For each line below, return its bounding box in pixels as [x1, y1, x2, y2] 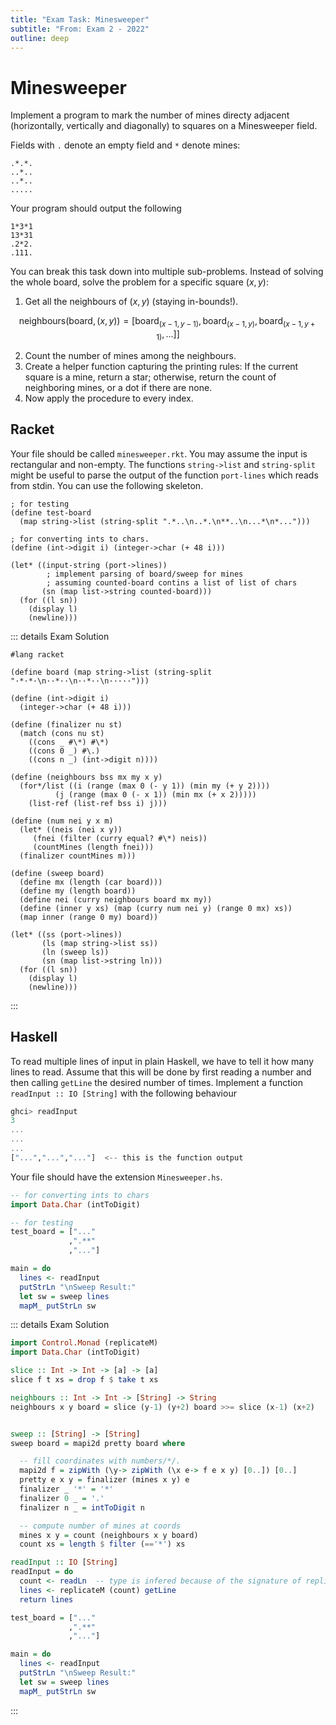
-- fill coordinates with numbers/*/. [19, 1456, 182, 1466]
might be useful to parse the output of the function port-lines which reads [10, 469, 319, 481]
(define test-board [10, 507, 92, 518]
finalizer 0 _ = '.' [19, 1493, 105, 1503]
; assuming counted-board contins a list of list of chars [46, 577, 298, 588]
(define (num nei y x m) [10, 816, 114, 826]
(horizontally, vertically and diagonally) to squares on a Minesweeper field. [10, 120, 318, 132]
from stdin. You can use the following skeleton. [10, 479, 204, 491]
